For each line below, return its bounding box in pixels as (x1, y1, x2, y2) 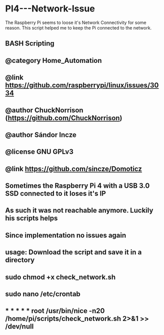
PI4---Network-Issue (5, 3, 95, 14)
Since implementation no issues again (5, 231, 126, 240)
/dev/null (5, 323, 34, 331)
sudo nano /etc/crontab (5, 290, 81, 299)
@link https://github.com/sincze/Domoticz (5, 164, 142, 173)
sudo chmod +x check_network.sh (5, 273, 116, 281)
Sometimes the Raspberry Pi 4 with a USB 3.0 (5, 182, 150, 190)
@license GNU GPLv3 (5, 148, 73, 156)
